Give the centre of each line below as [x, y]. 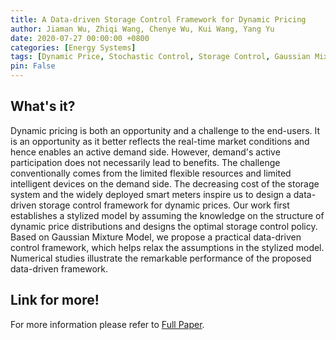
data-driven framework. [59, 268]
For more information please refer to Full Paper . [107, 324]
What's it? [43, 106]
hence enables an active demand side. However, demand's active [145, 152]
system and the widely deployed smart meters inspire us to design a [151, 194]
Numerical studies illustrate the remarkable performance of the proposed [161, 258]
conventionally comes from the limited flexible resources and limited [151, 173]
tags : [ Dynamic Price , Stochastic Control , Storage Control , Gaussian [160, 57]
